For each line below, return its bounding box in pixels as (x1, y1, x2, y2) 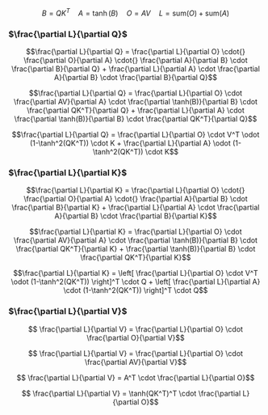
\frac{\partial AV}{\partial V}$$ (84, 357, 187, 366)
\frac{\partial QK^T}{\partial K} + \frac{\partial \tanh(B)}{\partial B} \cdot (15, 244, 256, 254)
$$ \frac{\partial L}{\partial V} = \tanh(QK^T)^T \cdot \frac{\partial (21, 388, 241, 398)
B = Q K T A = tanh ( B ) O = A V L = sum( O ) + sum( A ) (41, 7, 230, 18)
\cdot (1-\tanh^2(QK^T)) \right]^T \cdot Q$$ (63, 286, 208, 295)
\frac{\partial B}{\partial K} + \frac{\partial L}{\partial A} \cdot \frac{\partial (11, 202, 260, 213)
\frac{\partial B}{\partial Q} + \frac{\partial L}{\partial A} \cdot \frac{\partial (10, 64, 261, 74)
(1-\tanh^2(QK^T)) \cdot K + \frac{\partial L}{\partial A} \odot (29, 138, 232, 148)
